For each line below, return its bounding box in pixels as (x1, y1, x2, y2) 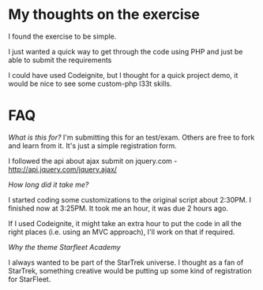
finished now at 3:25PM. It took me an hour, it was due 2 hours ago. (8, 203, 229, 213)
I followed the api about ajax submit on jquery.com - (8, 156, 178, 165)
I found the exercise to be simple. (8, 32, 117, 41)
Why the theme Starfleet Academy (8, 242, 121, 251)
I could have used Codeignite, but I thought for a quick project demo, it (8, 70, 239, 80)
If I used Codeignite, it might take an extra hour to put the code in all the (8, 218, 242, 228)
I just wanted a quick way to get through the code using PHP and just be (8, 46, 243, 56)
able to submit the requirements (8, 55, 112, 65)
